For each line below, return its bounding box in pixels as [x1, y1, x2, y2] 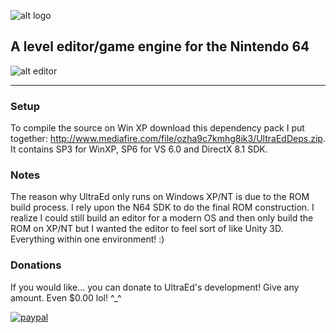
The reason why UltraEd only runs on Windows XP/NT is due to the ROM [10, 191, 310, 203]
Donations [10, 258, 62, 272]
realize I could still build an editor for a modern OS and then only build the [10, 212, 314, 224]
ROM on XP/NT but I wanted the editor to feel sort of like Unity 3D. [10, 223, 284, 235]
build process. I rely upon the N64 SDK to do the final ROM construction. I [10, 201, 315, 214]
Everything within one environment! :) [10, 233, 165, 245]
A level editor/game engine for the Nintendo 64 [10, 38, 310, 55]
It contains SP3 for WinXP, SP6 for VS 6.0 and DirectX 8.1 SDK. [10, 143, 268, 155]
